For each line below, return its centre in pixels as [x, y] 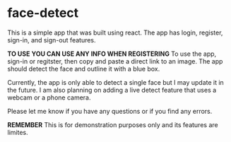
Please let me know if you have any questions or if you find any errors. [110, 111]
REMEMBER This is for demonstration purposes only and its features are [113, 124]
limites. [18, 132]
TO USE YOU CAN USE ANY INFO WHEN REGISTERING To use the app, [112, 54]
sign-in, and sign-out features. [52, 40]
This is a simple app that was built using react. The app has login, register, [115, 32]
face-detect [43, 13]
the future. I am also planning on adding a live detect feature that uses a [112, 90]
